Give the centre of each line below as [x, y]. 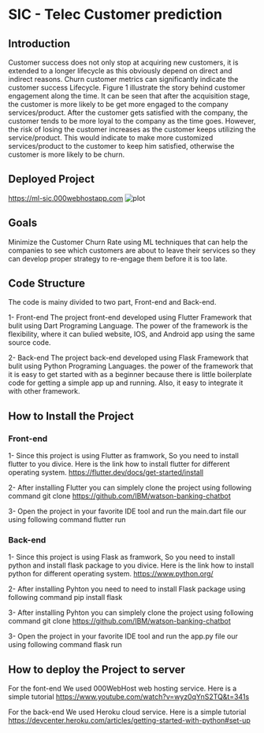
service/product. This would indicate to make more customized [111, 138]
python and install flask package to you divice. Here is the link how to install [131, 565]
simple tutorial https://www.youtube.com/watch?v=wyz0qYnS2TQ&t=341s [129, 697]
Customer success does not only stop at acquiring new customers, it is [123, 62]
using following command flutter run [67, 520]
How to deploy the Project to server [97, 670]
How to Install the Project [71, 416]
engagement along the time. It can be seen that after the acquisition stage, [129, 96]
